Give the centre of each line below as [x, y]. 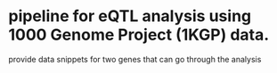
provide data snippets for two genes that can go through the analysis [135, 59]
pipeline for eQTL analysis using [130, 16]
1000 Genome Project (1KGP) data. [139, 35]
